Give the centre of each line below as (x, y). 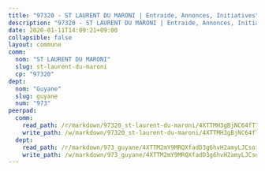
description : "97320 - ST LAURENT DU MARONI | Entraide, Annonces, (121, 23)
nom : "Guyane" (38, 89)
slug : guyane (37, 96)
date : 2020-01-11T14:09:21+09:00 (63, 30)
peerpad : (22, 111)
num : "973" (33, 103)
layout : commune (35, 45)
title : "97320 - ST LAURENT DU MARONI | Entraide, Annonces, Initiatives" (134, 15)
